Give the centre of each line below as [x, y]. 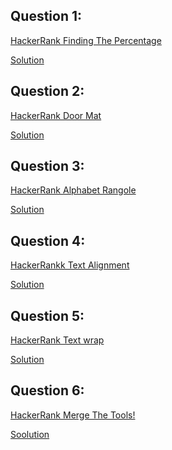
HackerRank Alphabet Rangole [73, 190]
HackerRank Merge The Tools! [73, 415]
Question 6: [47, 390]
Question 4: [48, 240]
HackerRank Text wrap [57, 340]
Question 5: [47, 315]
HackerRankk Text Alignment [70, 265]
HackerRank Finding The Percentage [86, 40]
